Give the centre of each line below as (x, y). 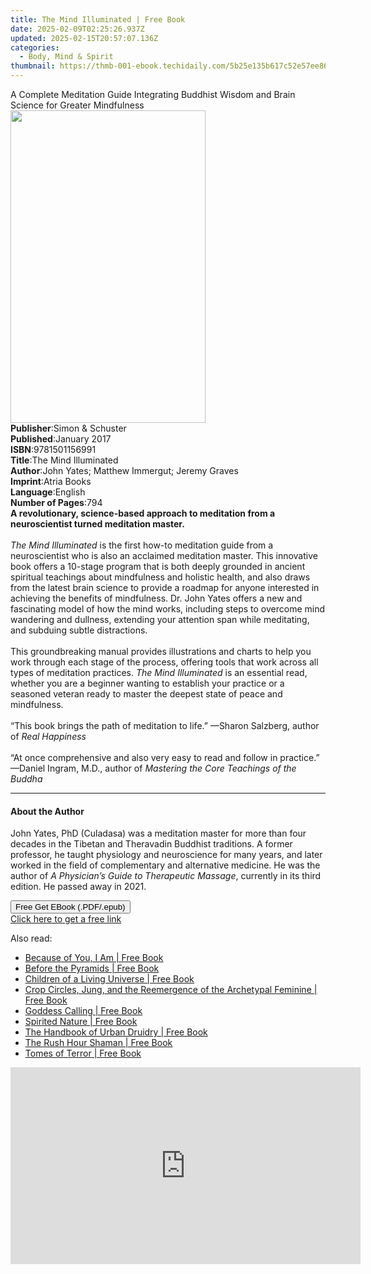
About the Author (47, 811)
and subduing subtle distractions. (79, 630)
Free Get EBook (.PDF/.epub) (70, 907)
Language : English (48, 492)
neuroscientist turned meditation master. (97, 524)
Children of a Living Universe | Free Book (109, 979)
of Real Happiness (48, 736)
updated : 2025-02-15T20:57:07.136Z (84, 38)
